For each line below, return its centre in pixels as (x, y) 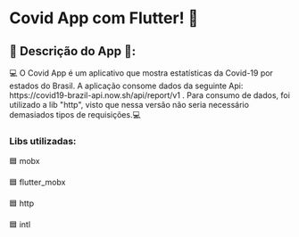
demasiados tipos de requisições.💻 (75, 114)
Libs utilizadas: (43, 141)
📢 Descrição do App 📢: (73, 51)
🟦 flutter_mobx (37, 183)
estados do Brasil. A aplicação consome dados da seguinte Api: (126, 86)
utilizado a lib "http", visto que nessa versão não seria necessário (129, 105)
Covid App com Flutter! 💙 (104, 18)
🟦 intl (20, 225)
